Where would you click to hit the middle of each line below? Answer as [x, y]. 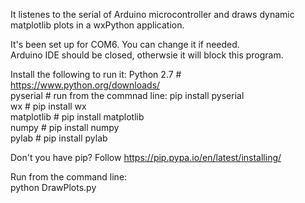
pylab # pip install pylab [59, 138]
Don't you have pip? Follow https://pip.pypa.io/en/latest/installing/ [146, 157]
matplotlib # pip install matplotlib [77, 117]
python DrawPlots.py [53, 187]
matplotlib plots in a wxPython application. [97, 25]
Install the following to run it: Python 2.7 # [96, 74]
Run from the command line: [69, 177]
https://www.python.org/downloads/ [85, 85]
